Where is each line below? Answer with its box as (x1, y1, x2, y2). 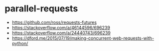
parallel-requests (4, 3, 78, 14)
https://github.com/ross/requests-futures (11, 19, 97, 25)
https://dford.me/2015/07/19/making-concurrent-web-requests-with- (11, 35, 155, 41)
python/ (11, 40, 28, 46)
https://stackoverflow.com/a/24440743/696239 (11, 30, 111, 36)
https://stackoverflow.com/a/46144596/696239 (11, 24, 110, 30)
